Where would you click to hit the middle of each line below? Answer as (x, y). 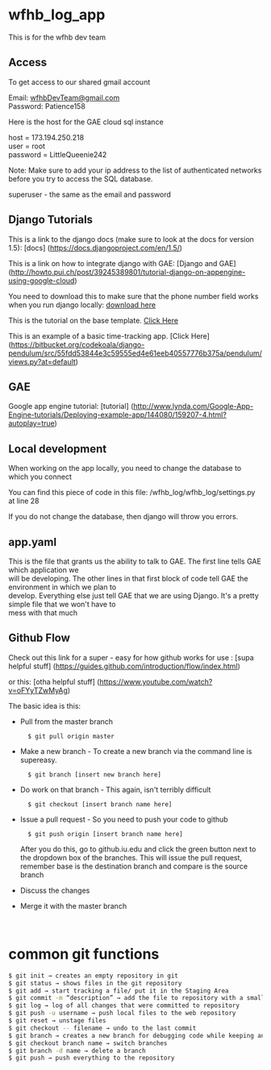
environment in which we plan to (63, 587)
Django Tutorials (51, 220)
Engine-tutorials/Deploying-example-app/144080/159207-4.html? (118, 415)
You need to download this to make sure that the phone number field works (133, 296)
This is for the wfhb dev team (57, 37)
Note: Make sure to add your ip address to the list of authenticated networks (135, 170)
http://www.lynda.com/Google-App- (193, 406)
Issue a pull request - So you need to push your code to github (124, 819)
